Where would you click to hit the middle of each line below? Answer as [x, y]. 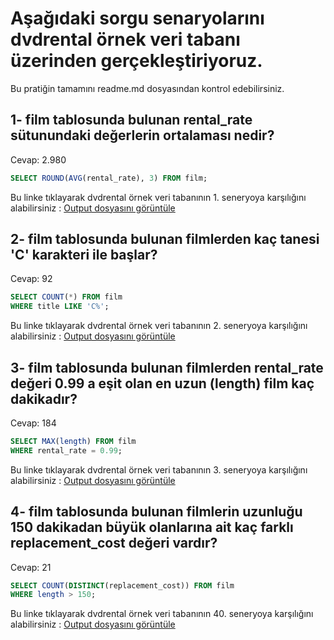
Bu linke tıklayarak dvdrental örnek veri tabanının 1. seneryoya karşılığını [158, 197]
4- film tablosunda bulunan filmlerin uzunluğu [156, 512]
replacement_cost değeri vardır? [114, 543]
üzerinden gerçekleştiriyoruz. [136, 61]
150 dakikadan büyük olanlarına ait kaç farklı [152, 527]
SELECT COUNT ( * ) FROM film [66, 297]
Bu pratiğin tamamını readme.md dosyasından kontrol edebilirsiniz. [147, 88]
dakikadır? [44, 398]
